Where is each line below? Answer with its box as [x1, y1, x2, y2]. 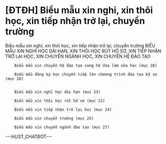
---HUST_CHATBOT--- [5, 133, 53, 139]
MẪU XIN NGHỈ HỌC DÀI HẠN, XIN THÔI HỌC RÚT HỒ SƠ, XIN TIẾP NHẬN [5, 48, 161, 54]
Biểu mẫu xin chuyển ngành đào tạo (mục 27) [14, 124, 110, 130]
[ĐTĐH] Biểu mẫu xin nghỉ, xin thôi [5, 5, 153, 16]
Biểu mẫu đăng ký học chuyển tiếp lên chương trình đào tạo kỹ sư [14, 71, 157, 77]
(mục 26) [5, 76, 24, 81]
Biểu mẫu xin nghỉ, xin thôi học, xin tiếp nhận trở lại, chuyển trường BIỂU [5, 42, 155, 48]
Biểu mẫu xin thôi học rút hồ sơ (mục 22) [14, 98, 105, 103]
